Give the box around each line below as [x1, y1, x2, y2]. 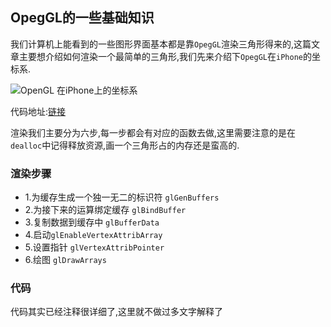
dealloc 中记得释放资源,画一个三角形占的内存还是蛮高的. [10, 139, 240, 151]
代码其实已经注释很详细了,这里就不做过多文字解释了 [10, 306, 224, 318]
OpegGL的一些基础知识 [10, 9, 155, 27]
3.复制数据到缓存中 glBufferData [24, 216, 160, 228]
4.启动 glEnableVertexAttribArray [24, 229, 163, 241]
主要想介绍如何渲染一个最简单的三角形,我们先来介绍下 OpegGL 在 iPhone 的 [18, 50, 312, 62]
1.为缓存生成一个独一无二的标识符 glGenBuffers [24, 191, 220, 203]
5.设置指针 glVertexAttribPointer [24, 241, 165, 253]
